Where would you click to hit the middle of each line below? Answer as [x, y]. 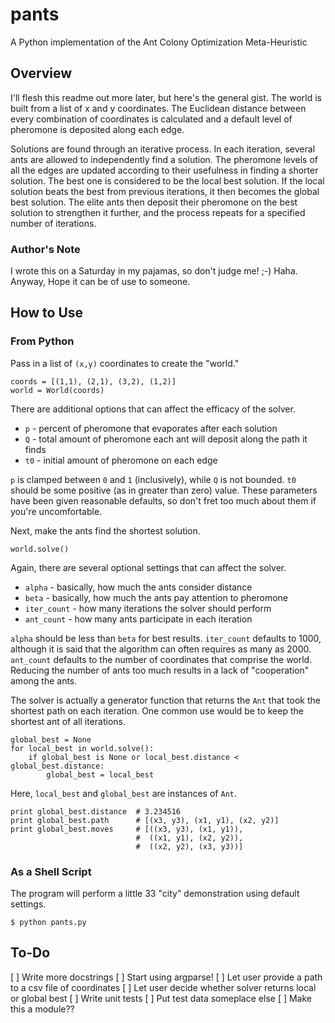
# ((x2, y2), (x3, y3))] [189, 846]
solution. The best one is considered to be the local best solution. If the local [167, 180]
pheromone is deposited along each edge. [97, 129]
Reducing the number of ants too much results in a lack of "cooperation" [160, 670]
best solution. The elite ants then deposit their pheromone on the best [154, 202]
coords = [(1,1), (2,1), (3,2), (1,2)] [93, 381]
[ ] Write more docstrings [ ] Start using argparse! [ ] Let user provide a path [166, 977]
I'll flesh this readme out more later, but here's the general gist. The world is [166, 97]
